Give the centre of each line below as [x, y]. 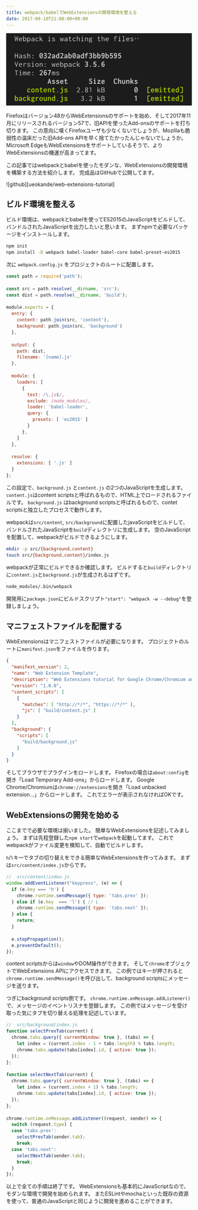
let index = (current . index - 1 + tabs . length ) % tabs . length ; [96, 1044]
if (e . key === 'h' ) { [38, 889]
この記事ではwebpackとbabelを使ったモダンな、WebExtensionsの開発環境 [97, 165]
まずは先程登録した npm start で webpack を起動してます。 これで [98, 838]
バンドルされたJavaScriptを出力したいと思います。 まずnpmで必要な [90, 227]
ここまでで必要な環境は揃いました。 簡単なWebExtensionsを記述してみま [95, 830]
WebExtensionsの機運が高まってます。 [53, 152]
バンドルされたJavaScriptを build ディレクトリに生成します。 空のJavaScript [98, 529]
